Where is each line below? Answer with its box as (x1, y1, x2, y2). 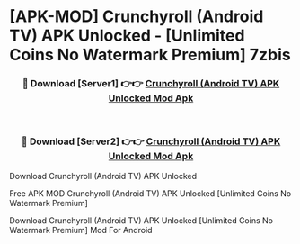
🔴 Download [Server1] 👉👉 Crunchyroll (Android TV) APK (22, 77, 280, 90)
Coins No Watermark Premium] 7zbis (9, 45, 291, 65)
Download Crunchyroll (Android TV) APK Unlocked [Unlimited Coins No (9, 214, 274, 226)
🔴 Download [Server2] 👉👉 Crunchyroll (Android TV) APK (21, 135, 281, 148)
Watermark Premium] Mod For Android (9, 224, 153, 235)
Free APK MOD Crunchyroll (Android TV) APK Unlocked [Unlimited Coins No (9, 187, 292, 199)
